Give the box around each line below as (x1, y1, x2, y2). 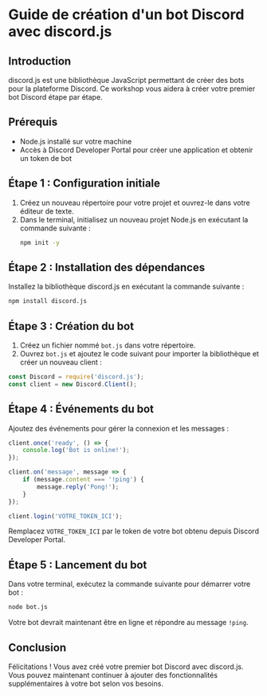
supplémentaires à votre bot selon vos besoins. (8, 678, 163, 688)
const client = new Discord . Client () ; (8, 380, 137, 388)
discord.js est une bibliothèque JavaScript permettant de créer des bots (8, 76, 245, 85)
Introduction (8, 54, 72, 68)
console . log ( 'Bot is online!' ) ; (22, 446, 130, 454)
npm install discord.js (8, 297, 88, 305)
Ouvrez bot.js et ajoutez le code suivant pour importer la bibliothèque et (19, 349, 259, 358)
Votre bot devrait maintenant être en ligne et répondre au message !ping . (8, 618, 249, 627)
